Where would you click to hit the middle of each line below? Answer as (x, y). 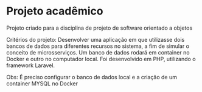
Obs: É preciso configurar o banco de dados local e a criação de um (92, 77)
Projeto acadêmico (55, 11)
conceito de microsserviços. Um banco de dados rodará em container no (98, 52)
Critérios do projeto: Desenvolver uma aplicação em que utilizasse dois (96, 39)
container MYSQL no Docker (42, 84)
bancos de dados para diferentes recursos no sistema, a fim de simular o (98, 46)
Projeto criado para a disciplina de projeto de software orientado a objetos (99, 28)
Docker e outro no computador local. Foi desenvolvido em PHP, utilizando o (101, 59)
